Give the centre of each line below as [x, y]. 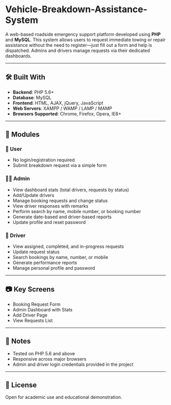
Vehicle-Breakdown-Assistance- [76, 9]
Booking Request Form [37, 304]
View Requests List [33, 320]
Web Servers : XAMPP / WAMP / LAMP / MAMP [62, 108]
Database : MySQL [32, 97]
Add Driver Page [30, 315]
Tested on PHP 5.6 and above [44, 353]
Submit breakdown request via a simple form [60, 165]
